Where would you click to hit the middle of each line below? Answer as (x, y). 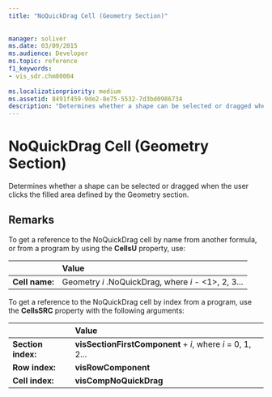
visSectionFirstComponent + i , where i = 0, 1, (163, 344)
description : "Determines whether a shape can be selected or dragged (130, 106)
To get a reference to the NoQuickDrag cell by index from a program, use (130, 301)
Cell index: (33, 380)
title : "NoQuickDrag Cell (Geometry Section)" (88, 16)
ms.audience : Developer (49, 53)
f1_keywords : (30, 69)
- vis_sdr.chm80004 (41, 76)
